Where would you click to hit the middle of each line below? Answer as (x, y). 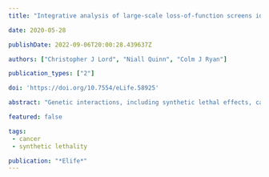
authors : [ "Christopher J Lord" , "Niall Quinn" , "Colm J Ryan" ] (118, 59)
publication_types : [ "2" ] (51, 74)
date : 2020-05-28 (37, 30)
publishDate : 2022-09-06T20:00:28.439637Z (80, 45)
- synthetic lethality (50, 146)
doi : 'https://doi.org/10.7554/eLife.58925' (84, 88)
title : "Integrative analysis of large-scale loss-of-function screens (130, 16)
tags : (17, 131)
